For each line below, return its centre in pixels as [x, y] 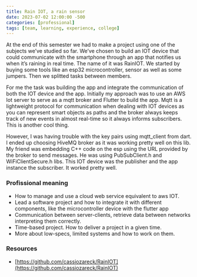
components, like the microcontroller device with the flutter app [91, 208]
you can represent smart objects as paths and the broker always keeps [92, 113]
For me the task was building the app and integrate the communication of [95, 88]
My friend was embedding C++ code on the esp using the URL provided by [97, 149]
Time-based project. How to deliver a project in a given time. [88, 227]
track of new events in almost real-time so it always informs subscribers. [94, 119]
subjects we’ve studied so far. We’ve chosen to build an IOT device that [93, 51]
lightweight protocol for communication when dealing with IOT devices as [95, 106]
